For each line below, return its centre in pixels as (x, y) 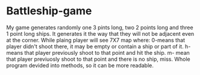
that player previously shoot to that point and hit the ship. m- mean (107, 52)
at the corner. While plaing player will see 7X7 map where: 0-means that (96, 40)
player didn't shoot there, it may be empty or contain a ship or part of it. (95, 46)
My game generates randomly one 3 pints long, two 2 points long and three (100, 27)
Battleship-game (49, 11)
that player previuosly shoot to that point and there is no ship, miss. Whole (98, 59)
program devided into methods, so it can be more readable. (80, 65)
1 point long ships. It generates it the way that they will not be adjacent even (100, 33)
